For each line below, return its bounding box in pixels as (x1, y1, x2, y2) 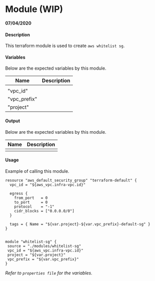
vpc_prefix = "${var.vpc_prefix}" (7, 256, 79, 261)
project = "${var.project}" (7, 252, 66, 257)
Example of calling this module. (5, 168, 70, 174)
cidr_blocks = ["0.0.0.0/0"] (14, 208, 75, 213)
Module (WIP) (5, 4, 63, 15)
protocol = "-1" (14, 204, 55, 209)
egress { (9, 191, 28, 196)
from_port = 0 (14, 195, 48, 200)
